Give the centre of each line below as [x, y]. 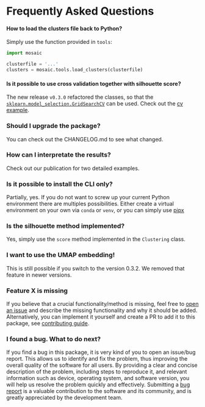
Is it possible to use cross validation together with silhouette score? [94, 83]
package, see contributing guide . [48, 323]
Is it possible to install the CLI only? [59, 184]
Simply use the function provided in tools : [59, 42]
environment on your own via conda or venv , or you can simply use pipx [95, 210]
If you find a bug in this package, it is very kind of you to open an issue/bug [101, 352]
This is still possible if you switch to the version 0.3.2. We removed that [95, 268]
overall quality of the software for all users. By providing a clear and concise [102, 365]
